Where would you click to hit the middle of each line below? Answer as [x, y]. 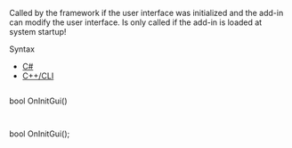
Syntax [22, 49]
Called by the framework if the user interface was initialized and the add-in [146, 13]
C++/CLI [38, 76]
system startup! [38, 32]
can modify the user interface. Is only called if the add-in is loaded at [136, 22]
